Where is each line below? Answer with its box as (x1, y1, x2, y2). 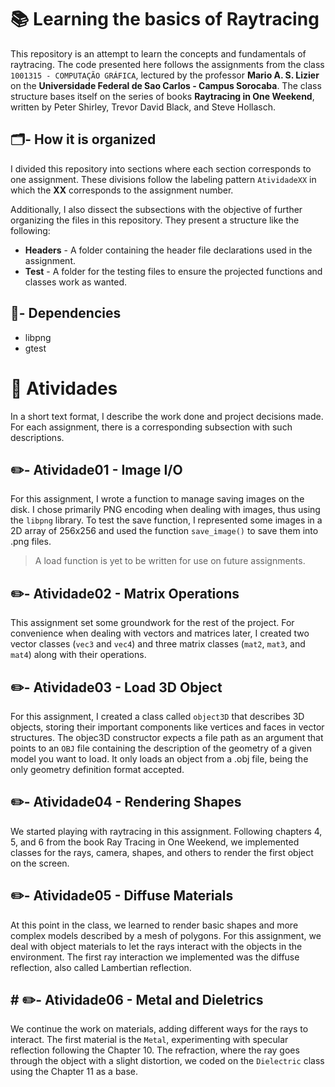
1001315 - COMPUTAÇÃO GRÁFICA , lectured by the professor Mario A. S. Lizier (10, 69, 320, 81)
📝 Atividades (10, 377, 118, 400)
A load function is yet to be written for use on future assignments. (34, 555, 306, 567)
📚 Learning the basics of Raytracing (10, 8, 320, 31)
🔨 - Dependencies (10, 305, 122, 322)
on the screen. (10, 857, 70, 869)
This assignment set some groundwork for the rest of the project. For (10, 617, 295, 629)
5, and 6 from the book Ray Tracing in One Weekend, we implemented (10, 836, 300, 848)
